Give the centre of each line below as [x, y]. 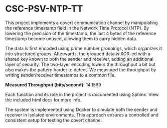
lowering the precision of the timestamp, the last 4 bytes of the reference [81, 33]
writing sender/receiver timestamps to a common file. [60, 75]
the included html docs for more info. [43, 100]
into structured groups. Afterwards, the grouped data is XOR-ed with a [78, 54]
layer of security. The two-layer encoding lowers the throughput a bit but [80, 64]
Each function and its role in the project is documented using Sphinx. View [82, 94]
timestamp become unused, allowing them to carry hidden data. [71, 39]
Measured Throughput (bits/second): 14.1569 [53, 85]
